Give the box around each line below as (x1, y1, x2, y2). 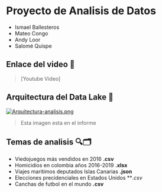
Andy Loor (14, 36, 41, 43)
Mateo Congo (14, 29, 48, 37)
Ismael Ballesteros (14, 24, 60, 31)
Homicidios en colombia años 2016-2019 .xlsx (14, 162, 128, 169)
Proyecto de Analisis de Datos (6, 4, 157, 18)
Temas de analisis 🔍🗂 (6, 137, 92, 147)
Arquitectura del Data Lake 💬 (6, 92, 114, 102)
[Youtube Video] (20, 75, 61, 82)
